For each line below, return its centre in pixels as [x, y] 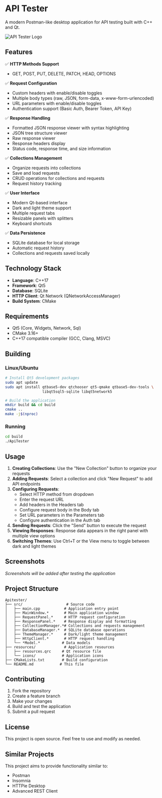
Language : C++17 [30, 280]
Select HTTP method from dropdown [57, 494]
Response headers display [39, 143]
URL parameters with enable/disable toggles [57, 103]
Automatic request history [38, 248]
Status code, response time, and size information [61, 148]
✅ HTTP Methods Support [32, 64]
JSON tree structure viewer [40, 133]
